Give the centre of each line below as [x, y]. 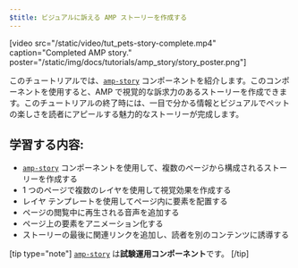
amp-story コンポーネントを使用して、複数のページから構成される [143, 168]
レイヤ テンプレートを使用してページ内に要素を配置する [125, 201]
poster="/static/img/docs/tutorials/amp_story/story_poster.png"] [128, 62]
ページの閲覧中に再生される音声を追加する [101, 213]
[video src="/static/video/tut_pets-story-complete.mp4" [113, 43]
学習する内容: [47, 145]
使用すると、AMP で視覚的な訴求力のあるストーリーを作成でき [164, 91]
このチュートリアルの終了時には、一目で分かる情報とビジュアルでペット [157, 103]
